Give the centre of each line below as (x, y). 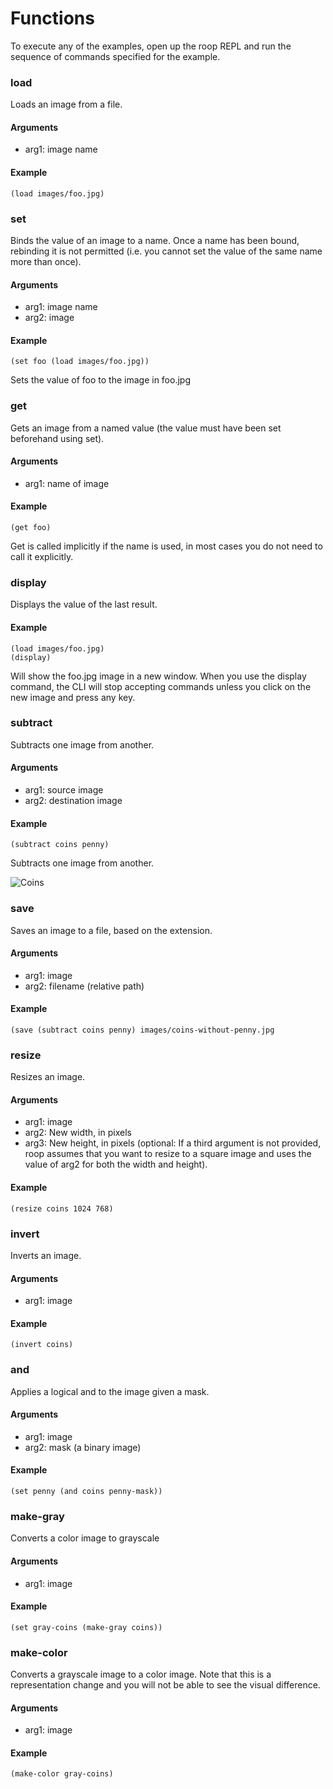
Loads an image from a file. (66, 104)
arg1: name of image (67, 483)
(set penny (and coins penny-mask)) (86, 1492)
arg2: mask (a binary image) (83, 1447)
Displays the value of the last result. (84, 604)
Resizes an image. (48, 1077)
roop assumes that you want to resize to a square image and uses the (168, 1154)
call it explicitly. (42, 557)
